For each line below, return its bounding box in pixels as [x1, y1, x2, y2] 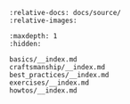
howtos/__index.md [9, 86, 77, 95]
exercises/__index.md [9, 78, 90, 87]
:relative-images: [9, 16, 77, 25]
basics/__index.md [9, 55, 77, 64]
